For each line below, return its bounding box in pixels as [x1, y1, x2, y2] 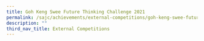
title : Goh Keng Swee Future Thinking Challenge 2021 [6, 8, 146, 15]
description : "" [6, 20, 47, 26]
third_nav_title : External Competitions [6, 25, 110, 32]
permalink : [6, 14, 34, 20]
